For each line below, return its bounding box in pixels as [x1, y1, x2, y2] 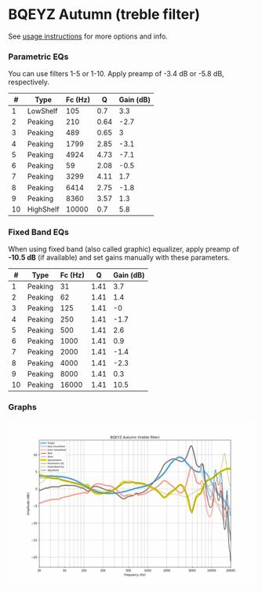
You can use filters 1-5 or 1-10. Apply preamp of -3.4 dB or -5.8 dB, [8, 69, 225, 79]
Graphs [8, 402, 37, 413]
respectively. [8, 77, 49, 87]
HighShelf [27, 204, 60, 214]
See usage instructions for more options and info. [8, 31, 169, 41]
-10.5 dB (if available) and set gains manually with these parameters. [8, 253, 230, 263]
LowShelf [27, 106, 58, 116]
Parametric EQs [8, 51, 69, 62]
